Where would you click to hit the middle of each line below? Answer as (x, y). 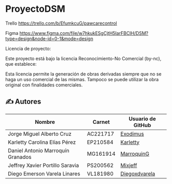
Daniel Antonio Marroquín (39, 151)
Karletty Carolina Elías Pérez (42, 142)
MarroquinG (135, 154)
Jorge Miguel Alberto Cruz (40, 134)
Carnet (101, 122)
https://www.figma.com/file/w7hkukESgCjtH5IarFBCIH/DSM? (84, 33)
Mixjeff (128, 165)
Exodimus (132, 134)
